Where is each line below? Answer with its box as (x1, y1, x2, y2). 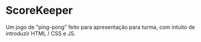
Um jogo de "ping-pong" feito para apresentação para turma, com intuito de (5, 23, 196, 31)
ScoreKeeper (5, 4, 73, 17)
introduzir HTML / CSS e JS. (5, 29, 76, 37)
